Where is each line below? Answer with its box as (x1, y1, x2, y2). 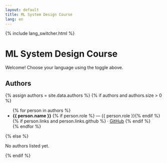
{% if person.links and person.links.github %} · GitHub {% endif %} (12, 118, 151, 124)
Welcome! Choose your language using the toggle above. (5, 65, 123, 71)
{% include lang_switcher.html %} (5, 31, 75, 37)
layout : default (5, 7, 39, 13)
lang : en (5, 17, 23, 22)
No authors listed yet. (5, 143, 49, 149)
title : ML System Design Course (5, 12, 72, 17)
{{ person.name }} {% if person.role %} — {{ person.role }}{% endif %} (12, 113, 160, 119)
